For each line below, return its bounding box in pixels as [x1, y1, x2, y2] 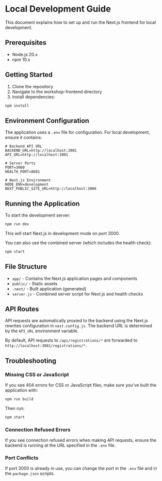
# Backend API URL [5, 144, 42, 149]
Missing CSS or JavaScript [5, 371, 69, 378]
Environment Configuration [5, 116, 89, 124]
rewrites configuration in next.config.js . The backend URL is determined [5, 323, 152, 329]
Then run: [5, 405, 25, 411]
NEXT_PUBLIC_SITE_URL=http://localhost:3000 [5, 186, 97, 191]
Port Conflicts [5, 454, 39, 461]
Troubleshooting [5, 357, 57, 365]
